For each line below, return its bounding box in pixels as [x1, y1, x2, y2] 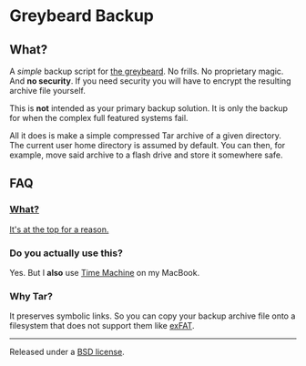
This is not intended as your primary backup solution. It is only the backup [9, 103, 289, 114]
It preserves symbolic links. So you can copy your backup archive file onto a [9, 310, 296, 321]
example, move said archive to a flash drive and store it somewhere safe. [9, 149, 284, 160]
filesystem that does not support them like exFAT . [9, 320, 195, 331]
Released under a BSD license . [9, 347, 125, 358]
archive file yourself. [9, 86, 87, 96]
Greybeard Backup [9, 5, 155, 26]
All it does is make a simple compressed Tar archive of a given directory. [9, 130, 282, 141]
